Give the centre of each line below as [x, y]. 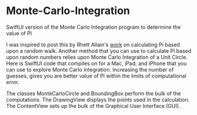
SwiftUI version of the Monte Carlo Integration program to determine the [94, 27]
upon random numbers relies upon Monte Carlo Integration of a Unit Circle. [97, 57]
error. [13, 82]
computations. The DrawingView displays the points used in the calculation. [98, 99]
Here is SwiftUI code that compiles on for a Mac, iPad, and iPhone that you [96, 63]
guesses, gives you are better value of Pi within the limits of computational [96, 76]
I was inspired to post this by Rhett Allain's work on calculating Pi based [93, 45]
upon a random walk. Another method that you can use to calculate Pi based [99, 50]
